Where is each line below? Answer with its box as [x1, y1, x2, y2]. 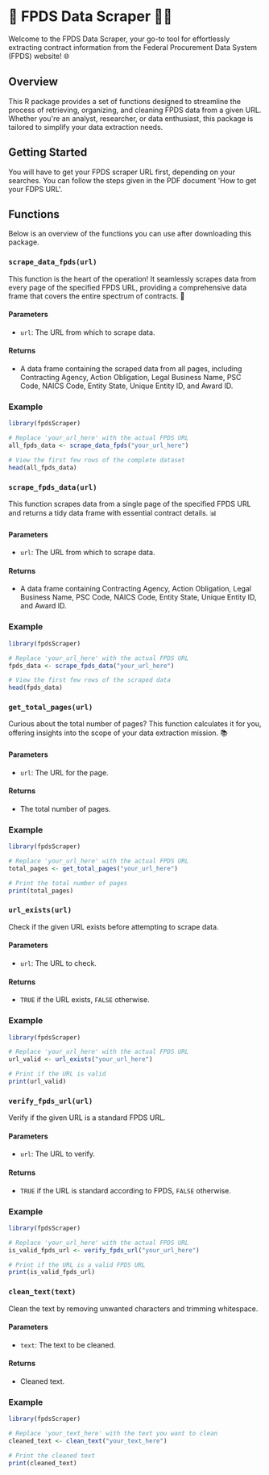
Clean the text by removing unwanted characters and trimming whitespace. [8, 1303, 259, 1314]
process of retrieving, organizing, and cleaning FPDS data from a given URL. [8, 105, 262, 115]
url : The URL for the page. [19, 767, 109, 777]
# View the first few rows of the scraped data [8, 676, 172, 684]
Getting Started [8, 145, 88, 160]
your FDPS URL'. [8, 184, 63, 194]
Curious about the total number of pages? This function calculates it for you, [8, 719, 262, 729]
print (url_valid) [8, 1077, 67, 1085]
